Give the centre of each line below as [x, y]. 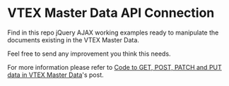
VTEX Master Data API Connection [111, 13]
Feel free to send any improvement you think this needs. [89, 54]
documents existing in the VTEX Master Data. [74, 39]
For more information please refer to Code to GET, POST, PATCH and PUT [115, 67]
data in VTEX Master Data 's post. [55, 75]
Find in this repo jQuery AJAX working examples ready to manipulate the [113, 32]
